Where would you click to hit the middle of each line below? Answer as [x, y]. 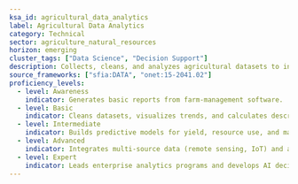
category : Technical [47, 34]
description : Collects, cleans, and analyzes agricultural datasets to [144, 67]
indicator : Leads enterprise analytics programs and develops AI [149, 165]
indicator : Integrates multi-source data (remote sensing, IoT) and [154, 149]
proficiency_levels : [47, 83]
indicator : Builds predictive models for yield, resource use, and [152, 133]
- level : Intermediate [59, 125]
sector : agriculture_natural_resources [83, 42]
